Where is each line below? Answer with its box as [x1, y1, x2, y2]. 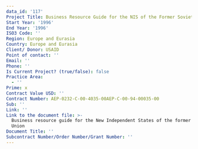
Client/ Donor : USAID [6, 47, 60, 53]
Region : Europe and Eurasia [6, 36, 75, 42]
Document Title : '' [6, 128, 54, 135]
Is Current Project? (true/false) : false [6, 69, 110, 74]
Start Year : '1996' [6, 19, 54, 25]
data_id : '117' [6, 8, 44, 15]
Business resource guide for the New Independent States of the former [11, 118, 192, 124]
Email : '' [6, 57, 31, 63]
